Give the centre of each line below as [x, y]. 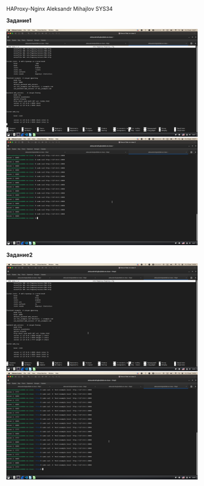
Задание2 [20, 255]
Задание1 [19, 20]
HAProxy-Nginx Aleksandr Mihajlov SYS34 [60, 9]
